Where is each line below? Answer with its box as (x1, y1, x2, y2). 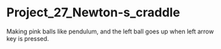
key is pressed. (6, 34, 49, 42)
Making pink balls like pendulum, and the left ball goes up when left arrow (6, 27, 214, 35)
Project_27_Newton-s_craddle (6, 5, 181, 20)
